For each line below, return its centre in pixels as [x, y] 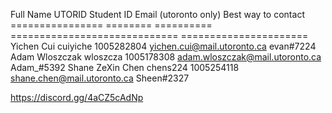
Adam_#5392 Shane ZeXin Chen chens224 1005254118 [125, 67]
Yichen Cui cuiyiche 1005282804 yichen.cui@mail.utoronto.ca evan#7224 [163, 46]
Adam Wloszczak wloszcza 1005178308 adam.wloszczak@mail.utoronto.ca [166, 57]
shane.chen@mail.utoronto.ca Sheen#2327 [100, 78]
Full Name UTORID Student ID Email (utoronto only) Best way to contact [157, 14]
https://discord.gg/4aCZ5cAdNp [77, 97]
